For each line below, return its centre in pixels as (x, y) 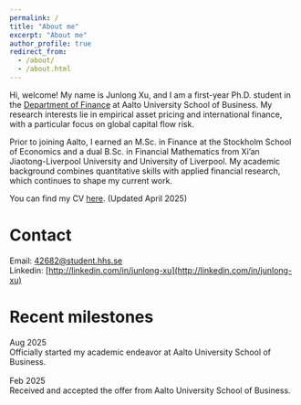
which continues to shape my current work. (91, 180)
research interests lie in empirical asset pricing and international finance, (146, 114)
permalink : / (34, 18)
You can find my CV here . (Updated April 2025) (99, 198)
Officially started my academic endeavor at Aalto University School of (140, 352)
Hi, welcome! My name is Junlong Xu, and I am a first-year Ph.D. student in (150, 95)
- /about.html (44, 69)
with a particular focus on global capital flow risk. (102, 123)
